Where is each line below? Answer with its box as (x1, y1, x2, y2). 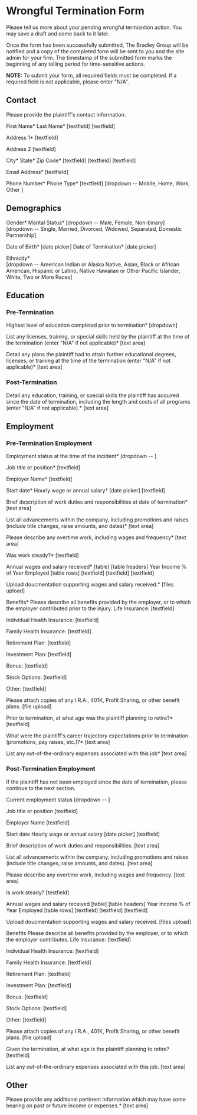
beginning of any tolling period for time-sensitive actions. (6, 60, 146, 67)
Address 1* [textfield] (6, 134, 58, 141)
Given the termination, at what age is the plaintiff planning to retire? (6, 1045, 170, 1052)
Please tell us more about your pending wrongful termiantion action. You (6, 24, 182, 31)
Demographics (6, 203, 62, 214)
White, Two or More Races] (6, 273, 73, 281)
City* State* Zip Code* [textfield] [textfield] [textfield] (6, 157, 136, 164)
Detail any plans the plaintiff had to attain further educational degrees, (6, 351, 176, 358)
